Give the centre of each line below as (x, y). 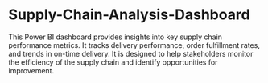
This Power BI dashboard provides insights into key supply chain (115, 37)
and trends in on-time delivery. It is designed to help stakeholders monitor (131, 53)
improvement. (31, 70)
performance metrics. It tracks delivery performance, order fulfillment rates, (134, 45)
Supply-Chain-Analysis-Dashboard (130, 15)
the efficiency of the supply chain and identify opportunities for (113, 62)
